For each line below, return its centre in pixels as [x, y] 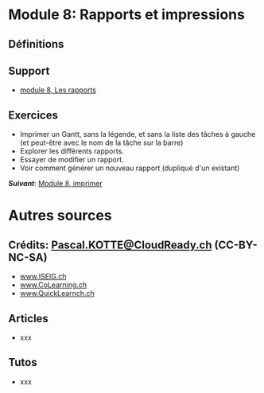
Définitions [36, 44]
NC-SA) [28, 257]
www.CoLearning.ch [53, 285]
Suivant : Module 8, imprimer [55, 184]
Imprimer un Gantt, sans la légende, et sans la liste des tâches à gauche [138, 134]
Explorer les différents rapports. [72, 151]
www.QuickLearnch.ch [57, 294]
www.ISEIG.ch [43, 277]
